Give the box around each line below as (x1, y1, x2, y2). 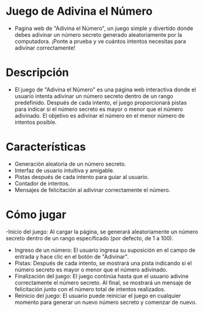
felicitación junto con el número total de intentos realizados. (14, 285, 166, 292)
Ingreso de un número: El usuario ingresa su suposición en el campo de (14, 246, 195, 254)
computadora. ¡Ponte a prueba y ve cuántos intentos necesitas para (14, 37, 186, 45)
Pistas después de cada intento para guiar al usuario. (14, 173, 149, 180)
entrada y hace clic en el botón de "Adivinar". (14, 253, 129, 260)
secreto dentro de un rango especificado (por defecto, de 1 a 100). (6, 234, 174, 242)
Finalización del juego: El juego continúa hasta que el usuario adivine (14, 272, 189, 280)
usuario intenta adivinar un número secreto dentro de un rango (14, 92, 174, 99)
